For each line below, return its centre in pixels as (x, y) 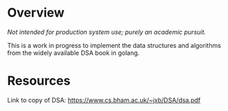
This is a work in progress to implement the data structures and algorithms (114, 45)
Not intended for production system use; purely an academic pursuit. (107, 32)
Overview (36, 13)
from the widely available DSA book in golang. (74, 53)
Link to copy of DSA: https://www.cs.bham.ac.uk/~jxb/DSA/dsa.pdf (104, 100)
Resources (39, 81)
